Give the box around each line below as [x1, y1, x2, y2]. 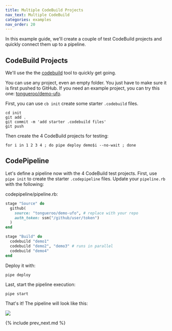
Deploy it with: [5, 262, 36, 268]
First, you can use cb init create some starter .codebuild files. [5, 100, 139, 107]
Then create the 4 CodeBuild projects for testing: [5, 133, 109, 139]
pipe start [5, 291, 29, 296]
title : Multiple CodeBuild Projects [5, 7, 83, 13]
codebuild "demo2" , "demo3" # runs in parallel [10, 243, 114, 249]
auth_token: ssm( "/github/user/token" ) [14, 215, 100, 220]
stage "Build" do [5, 234, 42, 239]
